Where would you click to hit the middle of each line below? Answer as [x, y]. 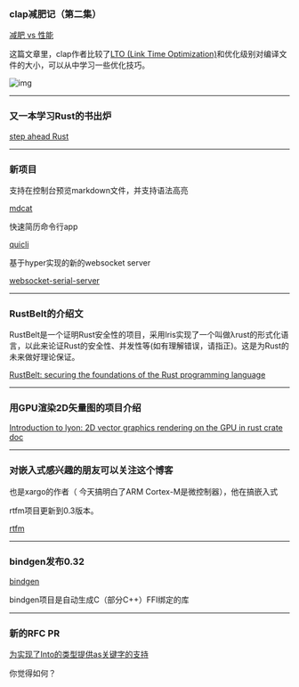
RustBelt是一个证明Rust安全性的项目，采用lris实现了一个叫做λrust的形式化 [145, 335]
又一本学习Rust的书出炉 [61, 116]
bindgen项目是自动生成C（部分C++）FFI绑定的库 [99, 600]
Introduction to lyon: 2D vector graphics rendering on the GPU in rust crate [146, 428]
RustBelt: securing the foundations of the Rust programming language [137, 375]
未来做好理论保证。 [44, 357]
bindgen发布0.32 [47, 561]
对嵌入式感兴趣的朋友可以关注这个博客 [91, 470]
